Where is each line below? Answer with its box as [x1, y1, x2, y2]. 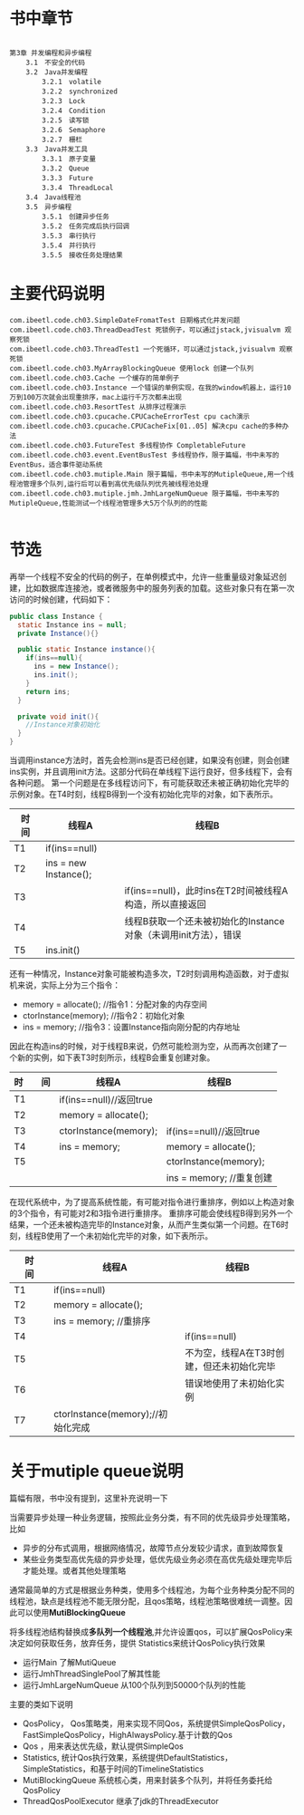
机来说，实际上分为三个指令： [9, 980, 120, 990]
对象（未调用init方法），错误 [124, 929, 242, 941]
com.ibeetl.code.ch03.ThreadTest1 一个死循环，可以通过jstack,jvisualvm [9, 344, 276, 353]
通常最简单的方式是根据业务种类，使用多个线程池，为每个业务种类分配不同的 [9, 1585, 295, 1595]
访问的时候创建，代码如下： [9, 594, 113, 604]
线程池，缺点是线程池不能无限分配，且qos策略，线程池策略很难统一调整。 [9, 1596, 285, 1607]
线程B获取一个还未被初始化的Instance [124, 915, 285, 928]
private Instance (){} [17, 629, 100, 638]
